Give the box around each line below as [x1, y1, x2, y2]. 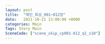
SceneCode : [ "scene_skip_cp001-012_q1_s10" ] [5, 31, 100, 36]
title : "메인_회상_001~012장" [5, 12, 66, 17]
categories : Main [5, 21, 42, 27]
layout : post [5, 7, 33, 13]
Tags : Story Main [5, 26, 42, 31]
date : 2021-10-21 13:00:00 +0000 [5, 17, 80, 22]
